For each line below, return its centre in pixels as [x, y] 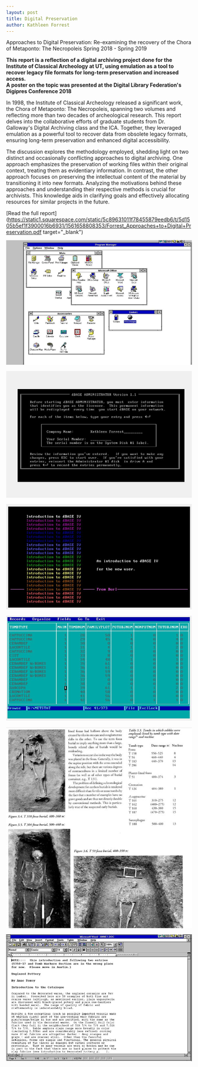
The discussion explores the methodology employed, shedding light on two [98, 152]
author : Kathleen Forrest [38, 25]
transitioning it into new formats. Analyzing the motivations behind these [94, 183]
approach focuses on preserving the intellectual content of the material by [96, 177]
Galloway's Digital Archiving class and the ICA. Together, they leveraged [94, 128]
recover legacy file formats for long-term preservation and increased [93, 73]
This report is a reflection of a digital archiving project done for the [89, 60]
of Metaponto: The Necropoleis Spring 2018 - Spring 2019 [77, 49]
